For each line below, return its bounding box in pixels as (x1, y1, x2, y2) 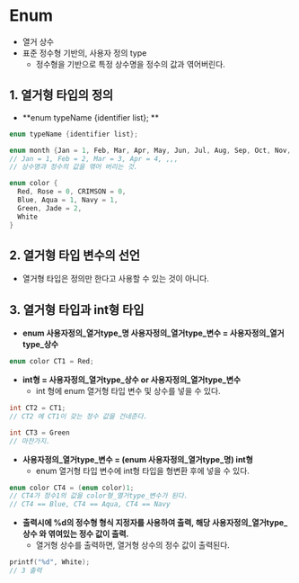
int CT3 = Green (9, 428, 70, 437)
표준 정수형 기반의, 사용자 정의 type (22, 47, 147, 58)
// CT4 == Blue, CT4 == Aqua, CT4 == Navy (9, 500, 171, 509)
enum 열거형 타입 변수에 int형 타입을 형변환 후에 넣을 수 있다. (35, 465, 250, 476)
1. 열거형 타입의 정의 (9, 87, 114, 103)
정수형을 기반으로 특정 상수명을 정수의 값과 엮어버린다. (35, 58, 226, 69)
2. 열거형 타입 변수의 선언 (9, 247, 141, 263)
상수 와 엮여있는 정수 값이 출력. (22, 528, 129, 540)
